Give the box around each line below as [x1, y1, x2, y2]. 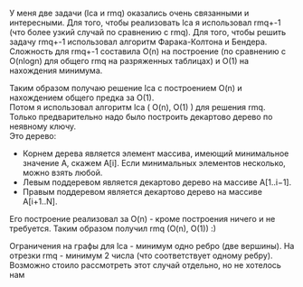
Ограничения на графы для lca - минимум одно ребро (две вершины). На [9, 241, 295, 251]
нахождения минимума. [9, 65, 103, 76]
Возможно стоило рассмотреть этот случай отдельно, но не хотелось [9, 260, 282, 270]
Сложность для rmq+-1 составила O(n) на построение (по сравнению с [9, 46, 287, 57]
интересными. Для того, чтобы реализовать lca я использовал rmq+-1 [9, 17, 281, 28]
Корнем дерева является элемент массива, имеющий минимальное [22, 148, 289, 159]
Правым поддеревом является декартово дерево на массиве [22, 187, 262, 197]
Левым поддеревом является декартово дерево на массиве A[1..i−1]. [22, 177, 292, 188]
